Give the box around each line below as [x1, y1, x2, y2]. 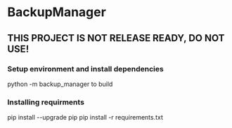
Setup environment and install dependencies [7, 64, 164, 73]
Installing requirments [7, 97, 84, 107]
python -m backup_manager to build [7, 80, 113, 88]
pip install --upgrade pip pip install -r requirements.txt [7, 113, 164, 122]
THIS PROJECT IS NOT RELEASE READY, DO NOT [7, 32, 225, 44]
